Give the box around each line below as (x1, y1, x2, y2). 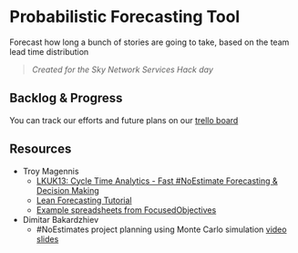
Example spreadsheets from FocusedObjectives (36, 204, 217, 216)
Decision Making (36, 184, 100, 195)
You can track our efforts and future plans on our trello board (9, 114, 239, 125)
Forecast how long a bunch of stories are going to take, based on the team (9, 37, 290, 47)
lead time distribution (9, 46, 89, 57)
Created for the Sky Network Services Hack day (31, 64, 214, 75)
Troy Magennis (22, 165, 79, 176)
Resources (9, 142, 72, 157)
